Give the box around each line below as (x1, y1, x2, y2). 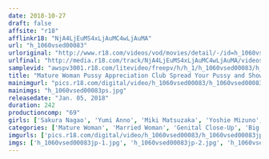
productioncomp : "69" (8, 109, 81, 117)
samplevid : (8, 64, 45, 72)
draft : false (8, 19, 52, 27)
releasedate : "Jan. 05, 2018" (8, 94, 110, 102)
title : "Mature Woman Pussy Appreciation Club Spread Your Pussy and (8, 71, 246, 79)
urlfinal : (8, 57, 42, 65)
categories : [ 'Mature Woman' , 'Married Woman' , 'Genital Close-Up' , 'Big (8, 124, 260, 132)
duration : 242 (8, 101, 56, 109)
